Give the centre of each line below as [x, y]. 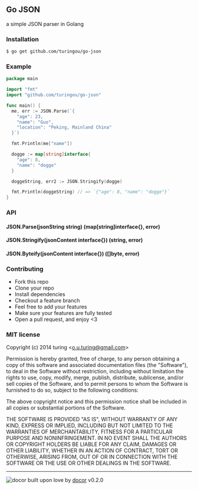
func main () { [24, 106]
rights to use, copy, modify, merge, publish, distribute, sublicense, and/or [95, 378]
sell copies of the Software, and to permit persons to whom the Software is [97, 384]
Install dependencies [40, 294]
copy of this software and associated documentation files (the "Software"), [97, 365]
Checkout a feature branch [47, 301]
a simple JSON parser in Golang [45, 24]
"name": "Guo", [35, 122]
